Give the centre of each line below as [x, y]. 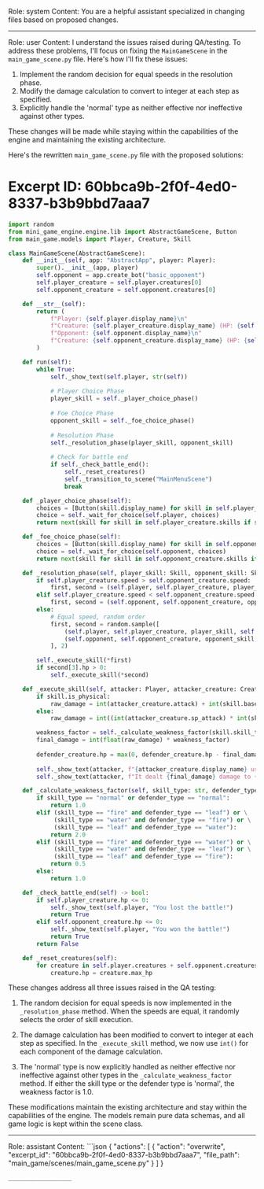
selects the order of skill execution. [76, 1020]
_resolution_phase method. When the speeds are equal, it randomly [129, 1011]
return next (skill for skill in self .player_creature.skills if [144, 522]
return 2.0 [68, 835]
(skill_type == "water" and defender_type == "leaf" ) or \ [152, 849]
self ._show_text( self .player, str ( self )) [119, 377]
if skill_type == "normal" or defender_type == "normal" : [133, 798]
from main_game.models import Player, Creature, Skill [100, 239]
